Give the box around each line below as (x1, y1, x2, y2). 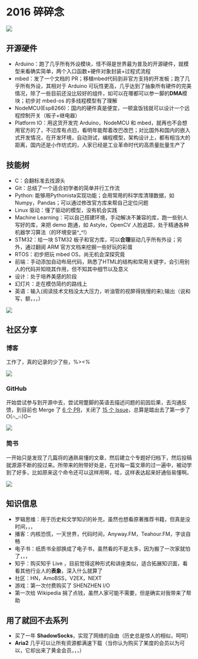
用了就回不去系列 (6, 615, 68, 625)
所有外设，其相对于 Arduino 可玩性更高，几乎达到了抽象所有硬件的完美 (19, 82, 192, 89)
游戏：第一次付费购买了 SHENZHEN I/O (14, 582, 110, 589)
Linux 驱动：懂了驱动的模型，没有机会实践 (14, 206, 118, 213)
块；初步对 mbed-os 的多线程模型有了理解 (14, 97, 118, 104)
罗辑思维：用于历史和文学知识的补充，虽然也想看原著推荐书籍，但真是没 (14, 515, 190, 522)
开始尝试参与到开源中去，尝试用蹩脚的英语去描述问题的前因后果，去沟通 (6, 398, 181, 406)
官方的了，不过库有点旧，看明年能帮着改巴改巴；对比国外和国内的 (19, 126, 180, 133)
